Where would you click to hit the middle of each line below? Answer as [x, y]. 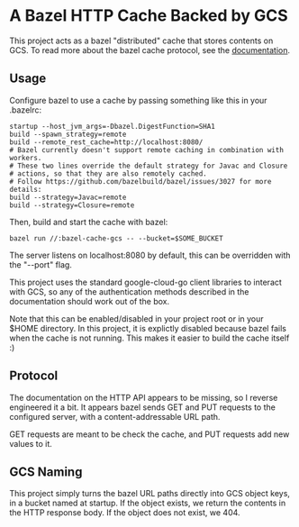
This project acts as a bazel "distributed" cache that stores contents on [141, 41]
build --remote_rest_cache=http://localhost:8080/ [106, 142]
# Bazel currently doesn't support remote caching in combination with [146, 150]
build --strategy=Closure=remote [72, 205]
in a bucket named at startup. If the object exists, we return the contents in [148, 503]
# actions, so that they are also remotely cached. [108, 173]
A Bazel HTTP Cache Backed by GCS [149, 16]
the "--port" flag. [41, 264]
